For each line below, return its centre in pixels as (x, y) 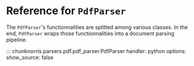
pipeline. (17, 39)
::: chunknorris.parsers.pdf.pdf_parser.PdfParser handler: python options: (96, 51)
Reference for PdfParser (66, 11)
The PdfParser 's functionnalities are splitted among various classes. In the (97, 27)
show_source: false (30, 57)
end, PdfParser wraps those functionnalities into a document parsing (90, 33)
